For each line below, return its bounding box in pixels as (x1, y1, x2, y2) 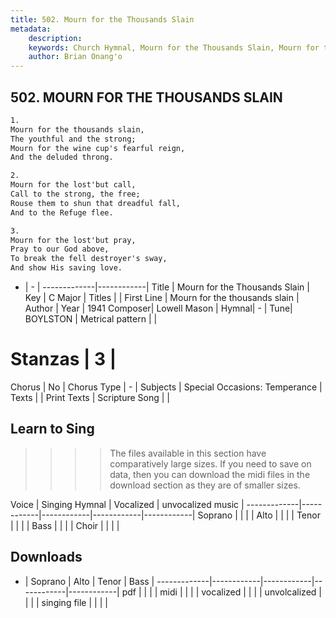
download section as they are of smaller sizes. (109, 479, 301, 491)
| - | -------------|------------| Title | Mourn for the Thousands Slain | (24, 281, 310, 293)
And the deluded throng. (10, 152, 114, 163)
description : (28, 33, 83, 43)
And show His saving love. (10, 263, 123, 273)
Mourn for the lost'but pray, (10, 235, 137, 245)
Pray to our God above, (10, 244, 110, 255)
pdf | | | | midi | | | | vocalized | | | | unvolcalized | (121, 586, 322, 598)
